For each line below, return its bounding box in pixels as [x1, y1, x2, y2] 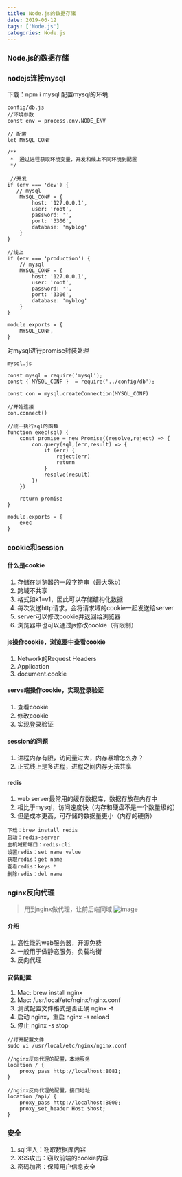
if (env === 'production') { [7, 256, 91, 262]
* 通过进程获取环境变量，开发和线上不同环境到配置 [10, 156, 137, 163]
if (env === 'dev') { [7, 182, 69, 189]
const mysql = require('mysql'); [7, 373, 103, 379]
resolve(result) [43, 471, 91, 479]
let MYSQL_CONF [7, 137, 51, 144]
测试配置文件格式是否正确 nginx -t [16, 1004, 113, 1012]
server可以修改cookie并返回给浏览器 [16, 612, 121, 621]
